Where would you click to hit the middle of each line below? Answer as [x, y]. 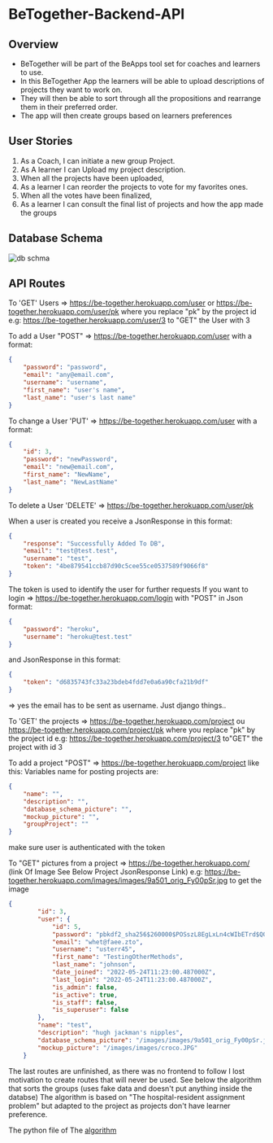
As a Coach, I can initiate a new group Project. [97, 160]
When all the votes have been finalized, [86, 195]
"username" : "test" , [58, 558]
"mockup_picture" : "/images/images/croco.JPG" [118, 1048]
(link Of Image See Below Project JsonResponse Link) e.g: [106, 872]
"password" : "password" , [65, 367]
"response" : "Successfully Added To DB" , [94, 543]
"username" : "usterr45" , [94, 949]
